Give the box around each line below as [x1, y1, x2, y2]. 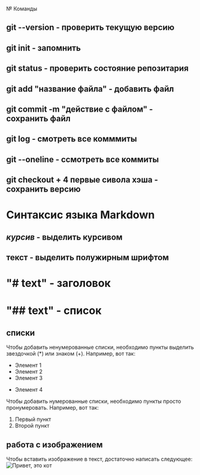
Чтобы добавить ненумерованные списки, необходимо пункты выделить [6, 343, 195, 351]
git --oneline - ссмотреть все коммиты [6, 154, 159, 165]
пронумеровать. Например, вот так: [6, 404, 99, 411]
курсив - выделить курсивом [6, 232, 123, 242]
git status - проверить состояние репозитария [6, 63, 189, 74]
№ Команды [6, 5, 38, 12]
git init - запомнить [6, 43, 81, 53]
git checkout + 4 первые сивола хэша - [6, 175, 159, 185]
